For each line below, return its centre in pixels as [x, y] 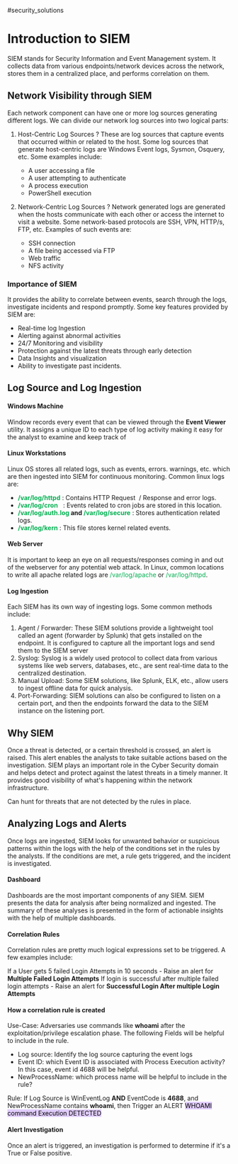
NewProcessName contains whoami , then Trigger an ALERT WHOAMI [110, 1106]
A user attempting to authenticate [77, 178]
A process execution [58, 185]
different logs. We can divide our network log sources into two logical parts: [118, 120]
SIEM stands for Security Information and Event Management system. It [112, 58]
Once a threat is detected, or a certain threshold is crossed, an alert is [109, 750]
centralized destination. [52, 673]
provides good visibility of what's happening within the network [100, 780]
